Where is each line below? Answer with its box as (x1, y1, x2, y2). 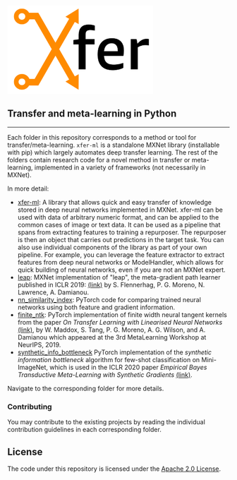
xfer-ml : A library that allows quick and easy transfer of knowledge (17, 198, 212, 206)
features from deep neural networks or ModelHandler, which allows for (17, 258, 224, 266)
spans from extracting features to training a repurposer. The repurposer (17, 228, 227, 236)
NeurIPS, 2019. (17, 340, 61, 349)
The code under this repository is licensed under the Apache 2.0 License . (7, 464, 221, 473)
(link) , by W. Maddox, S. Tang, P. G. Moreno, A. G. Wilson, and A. (17, 325, 206, 334)
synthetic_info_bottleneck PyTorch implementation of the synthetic (17, 348, 212, 356)
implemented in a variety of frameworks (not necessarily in (34, 163, 206, 172)
